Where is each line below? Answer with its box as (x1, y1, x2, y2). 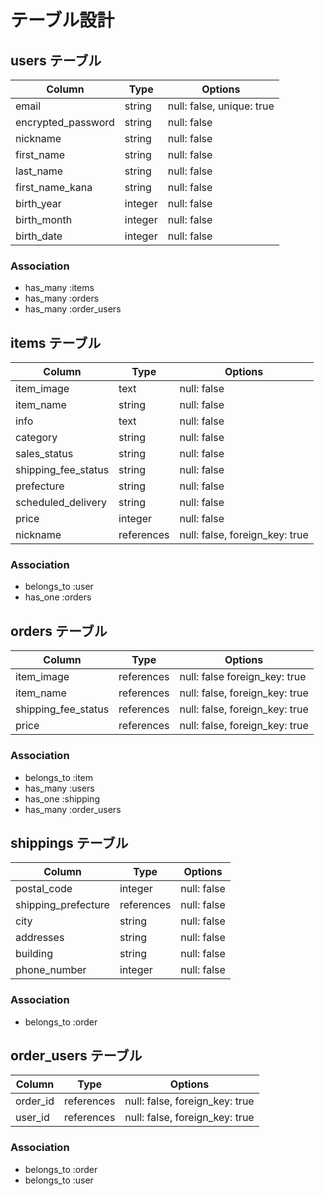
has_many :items (24, 282, 95, 294)
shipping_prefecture (15, 898, 110, 912)
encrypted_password (15, 116, 115, 129)
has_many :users (24, 782, 95, 794)
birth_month (15, 213, 73, 226)
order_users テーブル (10, 1047, 143, 1065)
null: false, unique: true (167, 99, 275, 113)
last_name (15, 164, 64, 178)
